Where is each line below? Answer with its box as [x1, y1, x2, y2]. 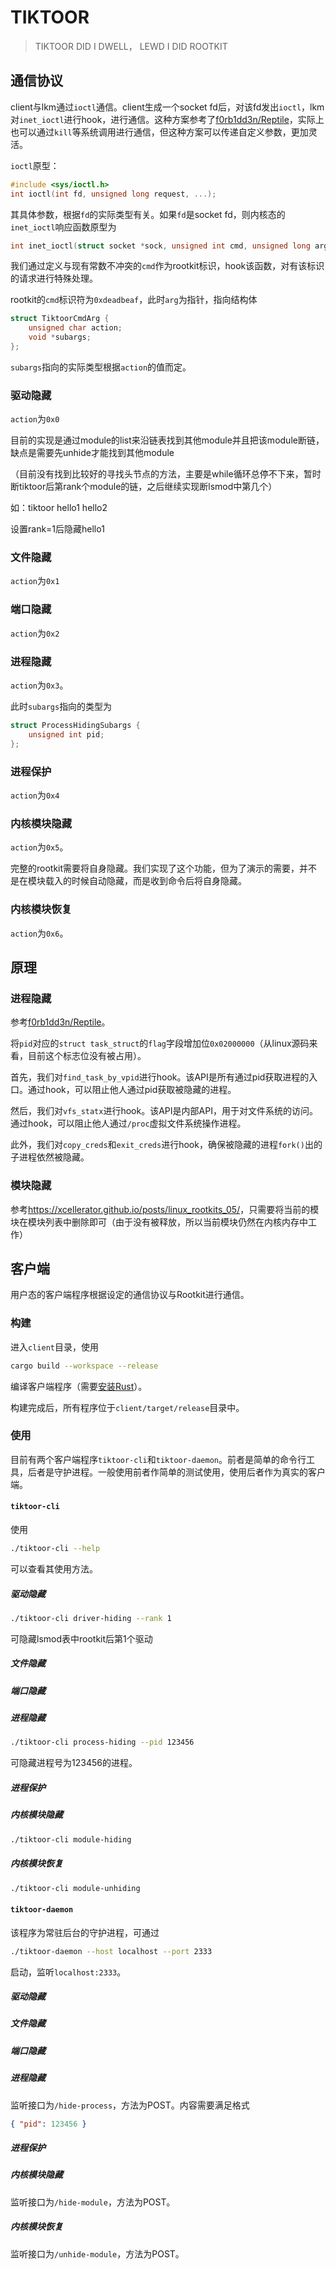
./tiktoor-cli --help [10, 1544, 101, 1554]
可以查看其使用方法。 [10, 1562, 98, 1575]
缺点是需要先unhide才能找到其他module [10, 447, 175, 459]
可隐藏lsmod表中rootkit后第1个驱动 [10, 1632, 153, 1645]
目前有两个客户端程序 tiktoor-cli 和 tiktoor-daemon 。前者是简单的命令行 [10, 1453, 307, 1465]
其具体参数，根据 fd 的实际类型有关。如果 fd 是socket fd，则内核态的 [10, 208, 286, 220]
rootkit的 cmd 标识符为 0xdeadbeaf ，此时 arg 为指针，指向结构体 [10, 294, 258, 306]
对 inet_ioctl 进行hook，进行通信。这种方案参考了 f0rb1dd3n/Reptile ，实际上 [10, 113, 325, 125]
